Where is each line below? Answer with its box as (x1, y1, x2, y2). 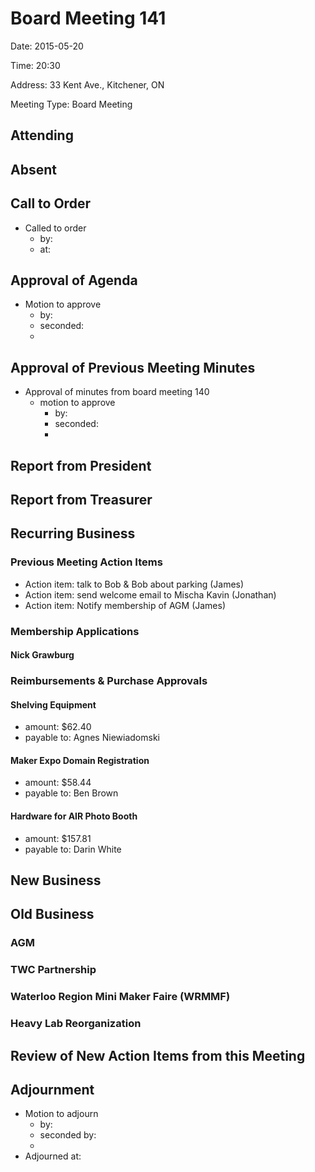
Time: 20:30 (10, 59, 61, 71)
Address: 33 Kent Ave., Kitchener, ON (10, 78, 165, 91)
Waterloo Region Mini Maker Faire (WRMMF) (10, 990, 231, 1004)
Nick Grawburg (10, 649, 75, 661)
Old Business (10, 906, 95, 923)
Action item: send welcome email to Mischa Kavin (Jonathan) (24, 588, 277, 601)
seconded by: (39, 1129, 97, 1141)
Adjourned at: (24, 1150, 82, 1162)
